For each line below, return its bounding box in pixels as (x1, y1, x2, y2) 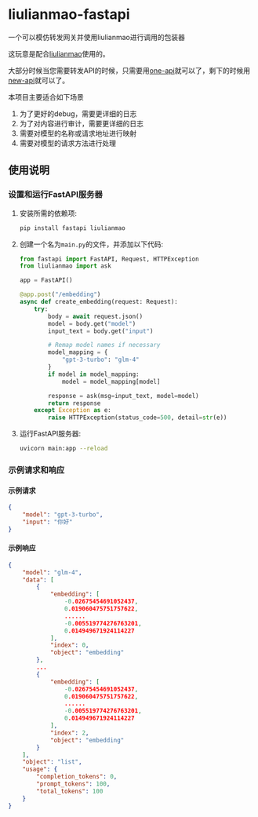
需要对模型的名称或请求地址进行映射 (19, 128, 137, 138)
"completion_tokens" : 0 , (36, 773, 118, 781)
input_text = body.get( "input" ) (48, 327, 154, 335)
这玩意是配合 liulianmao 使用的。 (8, 49, 110, 58)
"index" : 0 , (49, 641, 89, 649)
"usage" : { (22, 765, 58, 774)
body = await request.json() (48, 312, 144, 320)
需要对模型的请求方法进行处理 (19, 138, 116, 148)
